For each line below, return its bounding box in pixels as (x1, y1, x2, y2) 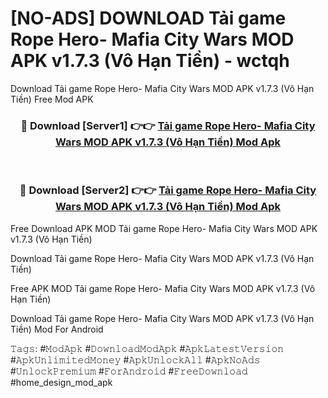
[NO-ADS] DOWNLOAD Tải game (10, 7, 287, 30)
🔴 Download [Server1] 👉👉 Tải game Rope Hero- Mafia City (20, 118, 316, 132)
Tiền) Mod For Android (10, 323, 104, 335)
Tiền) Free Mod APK (10, 93, 94, 105)
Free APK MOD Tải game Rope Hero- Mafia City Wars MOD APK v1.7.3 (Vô (10, 282, 316, 294)
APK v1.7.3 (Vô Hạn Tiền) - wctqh (10, 50, 290, 72)
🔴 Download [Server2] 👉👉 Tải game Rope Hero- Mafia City (19, 183, 317, 197)
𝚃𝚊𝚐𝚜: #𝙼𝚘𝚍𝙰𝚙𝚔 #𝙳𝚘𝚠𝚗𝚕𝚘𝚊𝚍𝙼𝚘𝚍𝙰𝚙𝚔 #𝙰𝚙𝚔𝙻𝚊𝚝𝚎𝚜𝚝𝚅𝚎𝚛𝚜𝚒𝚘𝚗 (10, 342, 285, 354)
